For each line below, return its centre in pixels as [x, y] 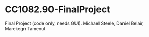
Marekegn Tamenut [25, 28]
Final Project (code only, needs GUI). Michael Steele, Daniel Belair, [74, 23]
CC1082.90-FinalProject [57, 9]
